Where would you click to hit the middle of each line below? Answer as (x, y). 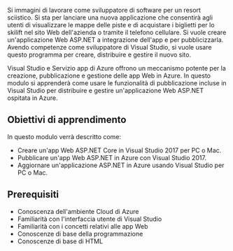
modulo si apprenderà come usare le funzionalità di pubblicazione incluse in (117, 83)
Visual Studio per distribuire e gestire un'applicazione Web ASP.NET (106, 91)
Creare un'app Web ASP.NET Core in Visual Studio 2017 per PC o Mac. (119, 150)
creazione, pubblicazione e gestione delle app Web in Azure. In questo (109, 76)
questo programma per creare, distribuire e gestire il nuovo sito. (99, 55)
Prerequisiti (33, 195)
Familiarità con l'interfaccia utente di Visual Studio (90, 219)
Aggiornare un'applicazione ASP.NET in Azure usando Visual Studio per (121, 165)
